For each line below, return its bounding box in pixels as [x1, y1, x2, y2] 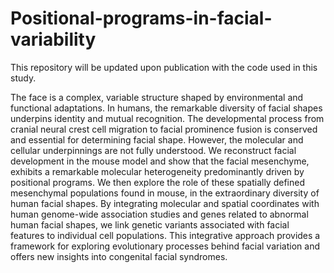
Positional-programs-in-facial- [10, 7, 273, 30]
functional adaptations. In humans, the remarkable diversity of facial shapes [10, 102, 323, 114]
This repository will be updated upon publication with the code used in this [10, 61, 318, 73]
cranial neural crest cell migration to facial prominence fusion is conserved [10, 123, 318, 135]
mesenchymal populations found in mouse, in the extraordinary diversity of [10, 187, 320, 199]
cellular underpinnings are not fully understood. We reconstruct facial [10, 144, 297, 156]
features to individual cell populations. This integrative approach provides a [10, 229, 321, 241]
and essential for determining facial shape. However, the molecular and [10, 133, 304, 146]
